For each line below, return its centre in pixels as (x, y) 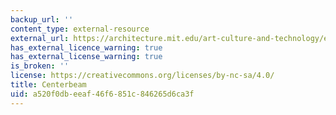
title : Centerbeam (48, 85)
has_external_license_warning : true (86, 57)
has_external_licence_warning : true (86, 47)
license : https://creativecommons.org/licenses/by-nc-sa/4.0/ (142, 76)
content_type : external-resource (80, 29)
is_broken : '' (40, 66)
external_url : (40, 38)
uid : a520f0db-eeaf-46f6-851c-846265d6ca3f (102, 94)
